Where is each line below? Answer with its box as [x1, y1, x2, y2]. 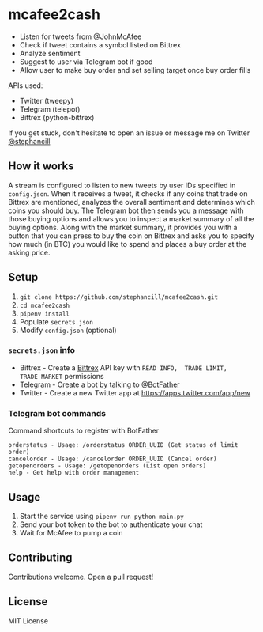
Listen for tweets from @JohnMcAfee [19, 32, 142, 41]
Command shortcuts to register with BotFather [8, 426, 160, 436]
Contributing [8, 551, 73, 565]
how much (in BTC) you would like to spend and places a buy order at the [8, 239, 247, 248]
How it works [8, 160, 74, 173]
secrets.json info [8, 345, 76, 356]
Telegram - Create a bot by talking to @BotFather [19, 380, 180, 389]
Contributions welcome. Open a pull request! [8, 572, 154, 581]
